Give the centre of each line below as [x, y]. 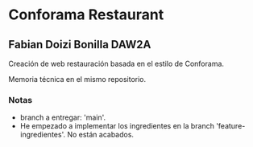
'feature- [231, 126]
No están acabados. [101, 135]
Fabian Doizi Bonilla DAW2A [80, 45]
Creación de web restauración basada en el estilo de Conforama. [116, 63]
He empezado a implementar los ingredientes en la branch [117, 126]
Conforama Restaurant [86, 15]
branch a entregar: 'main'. [63, 117]
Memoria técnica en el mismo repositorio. [77, 79]
